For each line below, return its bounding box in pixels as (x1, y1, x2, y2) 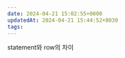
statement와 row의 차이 (7, 43, 74, 52)
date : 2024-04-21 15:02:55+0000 (7, 10, 102, 17)
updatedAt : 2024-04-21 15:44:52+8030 (7, 17, 119, 24)
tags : (7, 23, 23, 30)
